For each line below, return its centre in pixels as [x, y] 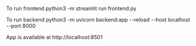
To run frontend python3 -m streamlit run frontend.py [71, 8]
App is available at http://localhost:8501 [54, 37]
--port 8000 [21, 26]
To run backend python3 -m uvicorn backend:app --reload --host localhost [98, 20]
